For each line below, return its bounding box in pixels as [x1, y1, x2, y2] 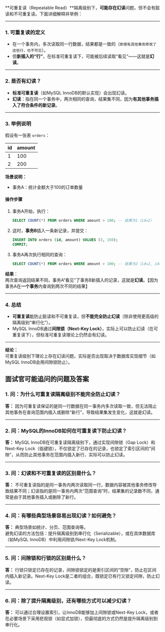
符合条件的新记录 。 [21, 102, 60, 108]
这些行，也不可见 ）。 [12, 47, 48, 53]
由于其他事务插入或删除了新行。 [13, 494, 79, 500]
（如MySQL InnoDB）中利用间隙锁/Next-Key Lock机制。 [5, 537, 119, 542]
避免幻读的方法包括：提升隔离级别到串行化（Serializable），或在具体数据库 [5, 531, 156, 537]
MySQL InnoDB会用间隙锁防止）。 [5, 359, 73, 365]
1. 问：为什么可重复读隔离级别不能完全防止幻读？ [5, 391, 121, 398]
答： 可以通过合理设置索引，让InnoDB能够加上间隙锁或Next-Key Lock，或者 [5, 609, 159, 615]
